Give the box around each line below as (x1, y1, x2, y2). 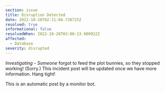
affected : (5, 36, 27, 42)
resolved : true (5, 22, 38, 27)
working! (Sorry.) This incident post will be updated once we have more (5, 65, 157, 71)
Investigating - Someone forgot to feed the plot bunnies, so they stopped (5, 60, 160, 66)
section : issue (5, 7, 38, 13)
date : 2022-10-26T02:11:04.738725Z (5, 17, 82, 22)
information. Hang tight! (5, 70, 56, 77)
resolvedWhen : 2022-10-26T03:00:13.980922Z (5, 31, 100, 36)
